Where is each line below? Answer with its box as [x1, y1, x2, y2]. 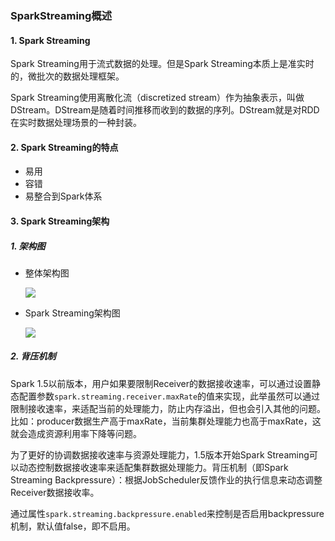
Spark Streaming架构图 [24, 307, 121, 319]
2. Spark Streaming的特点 [10, 141, 119, 153]
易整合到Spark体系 [24, 190, 103, 202]
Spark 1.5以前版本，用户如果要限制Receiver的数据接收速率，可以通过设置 [10, 377, 313, 389]
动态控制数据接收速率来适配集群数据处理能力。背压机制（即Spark [18, 461, 289, 473]
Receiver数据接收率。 [10, 486, 100, 498]
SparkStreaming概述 [10, 8, 113, 22]
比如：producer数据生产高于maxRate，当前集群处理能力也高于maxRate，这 [10, 415, 322, 427]
